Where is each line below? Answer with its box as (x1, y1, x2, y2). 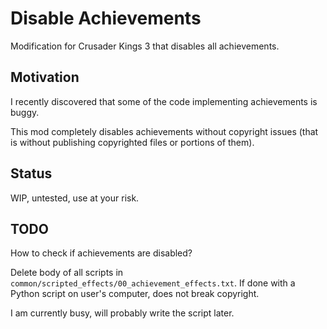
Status (10, 165, 53, 182)
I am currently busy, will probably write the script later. (10, 307, 235, 319)
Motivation (10, 69, 80, 86)
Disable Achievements (10, 7, 202, 30)
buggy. (10, 106, 40, 118)
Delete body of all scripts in (10, 267, 124, 279)
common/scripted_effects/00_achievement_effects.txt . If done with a (10, 277, 296, 289)
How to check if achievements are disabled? (10, 247, 193, 259)
